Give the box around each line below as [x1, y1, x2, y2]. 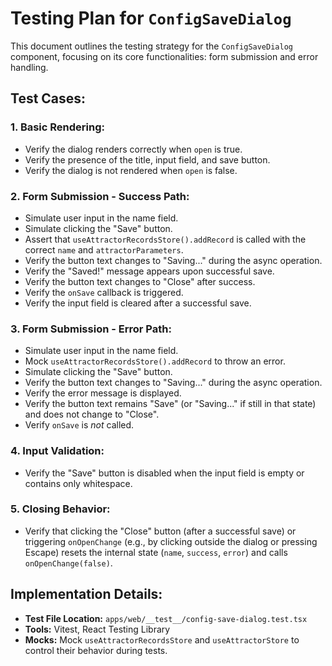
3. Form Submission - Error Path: [10, 322, 172, 336]
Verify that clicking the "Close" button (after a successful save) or [24, 525, 297, 537]
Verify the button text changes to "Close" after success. [24, 275, 256, 287]
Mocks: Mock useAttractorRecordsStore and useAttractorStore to [24, 633, 300, 646]
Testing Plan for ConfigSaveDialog [10, 7, 292, 30]
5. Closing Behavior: [10, 502, 111, 516]
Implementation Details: [10, 586, 163, 603]
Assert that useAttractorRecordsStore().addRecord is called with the [24, 233, 307, 245]
